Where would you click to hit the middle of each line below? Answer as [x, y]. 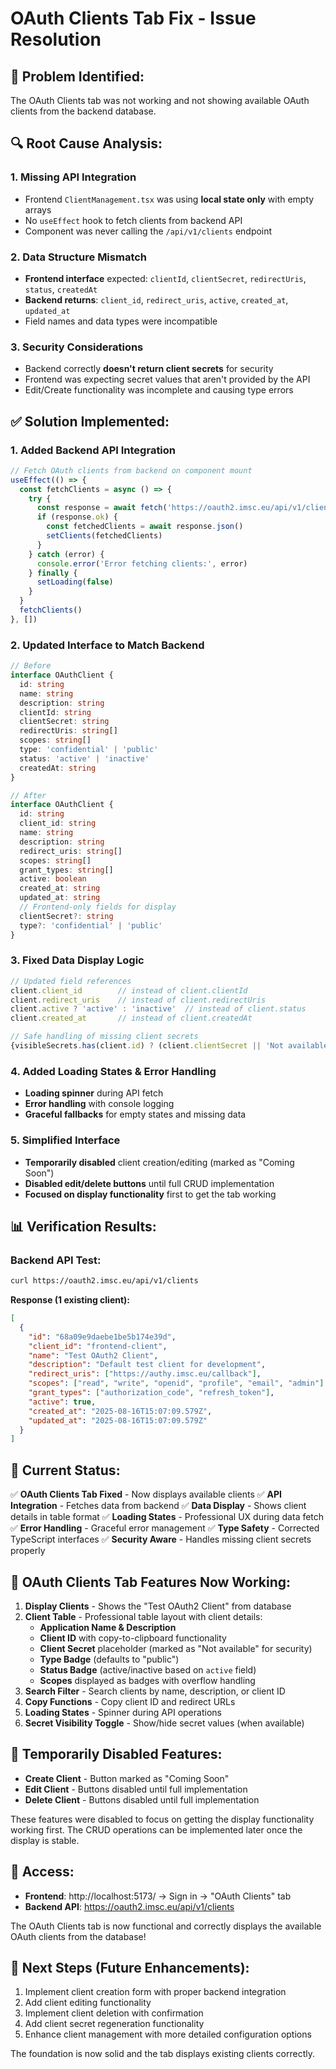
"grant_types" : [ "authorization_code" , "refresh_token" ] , [151, 1393]
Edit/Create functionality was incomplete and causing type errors [159, 390]
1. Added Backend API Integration [93, 450]
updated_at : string [60, 898]
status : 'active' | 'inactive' [84, 758]
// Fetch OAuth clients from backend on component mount [131, 470]
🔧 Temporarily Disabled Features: [116, 1754]
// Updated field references [71, 981]
